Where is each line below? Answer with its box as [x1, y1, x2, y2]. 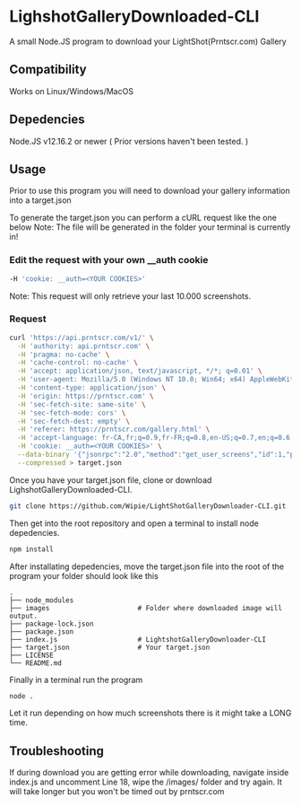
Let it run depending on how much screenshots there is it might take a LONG [9, 707, 292, 719]
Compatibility [9, 62, 87, 77]
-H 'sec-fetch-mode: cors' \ [17, 408, 126, 417]
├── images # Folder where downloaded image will [9, 603, 282, 612]
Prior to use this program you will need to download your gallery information [9, 186, 291, 197]
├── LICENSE [9, 651, 54, 660]
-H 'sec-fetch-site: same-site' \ [17, 399, 146, 409]
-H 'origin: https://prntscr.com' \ [17, 391, 154, 400]
